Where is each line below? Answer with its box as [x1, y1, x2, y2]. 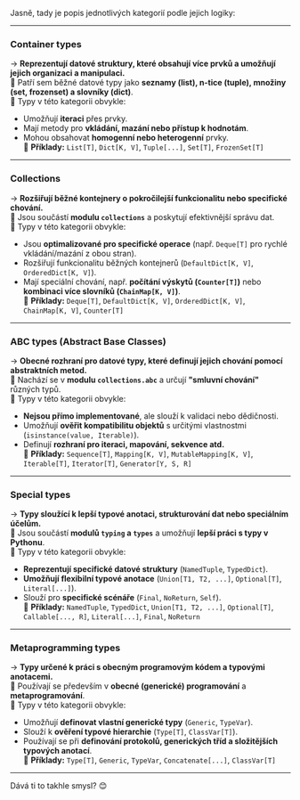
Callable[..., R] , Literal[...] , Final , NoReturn [22, 611, 201, 622]
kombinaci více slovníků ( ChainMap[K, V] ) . [22, 285, 181, 297]
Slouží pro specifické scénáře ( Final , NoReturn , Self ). [22, 592, 222, 603]
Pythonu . [10, 537, 45, 548]
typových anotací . [22, 746, 93, 756]
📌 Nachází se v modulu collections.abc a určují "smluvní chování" [10, 374, 260, 385]
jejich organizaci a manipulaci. [10, 68, 126, 78]
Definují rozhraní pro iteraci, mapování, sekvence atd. [22, 438, 225, 449]
